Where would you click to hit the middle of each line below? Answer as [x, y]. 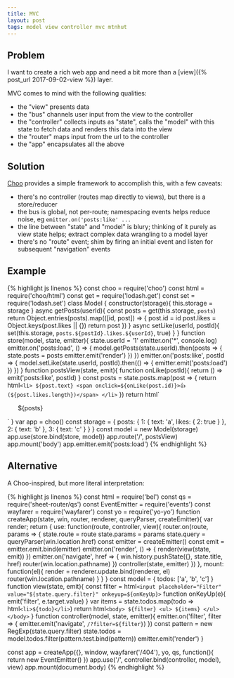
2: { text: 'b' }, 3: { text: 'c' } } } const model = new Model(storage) [103, 429]
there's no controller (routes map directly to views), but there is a [111, 197]
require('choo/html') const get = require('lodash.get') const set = [101, 295]
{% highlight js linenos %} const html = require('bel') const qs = [99, 497]
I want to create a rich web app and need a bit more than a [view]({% [107, 72]
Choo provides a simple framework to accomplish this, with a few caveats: [115, 183]
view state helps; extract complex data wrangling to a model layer [113, 234]
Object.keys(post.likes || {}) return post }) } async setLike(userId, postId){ [113, 325]
